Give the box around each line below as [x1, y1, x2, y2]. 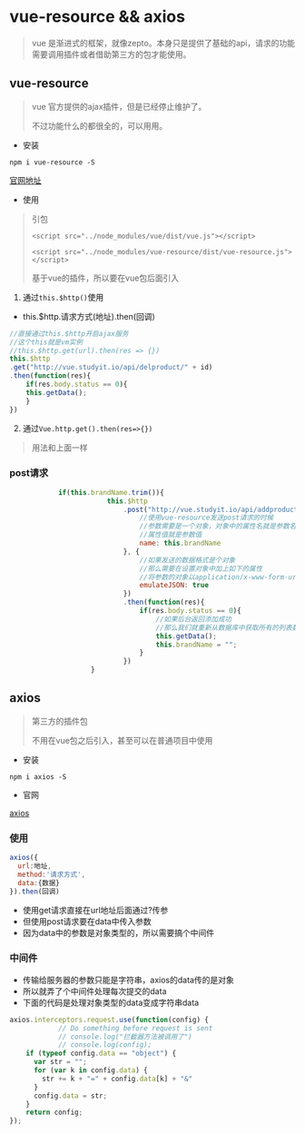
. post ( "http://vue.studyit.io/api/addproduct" [123, 505, 302, 514]
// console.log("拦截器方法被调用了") [57, 1032, 192, 1041]
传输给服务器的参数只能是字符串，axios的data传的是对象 [22, 974, 234, 985]
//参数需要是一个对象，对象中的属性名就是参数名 [139, 522, 297, 531]
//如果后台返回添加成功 [155, 615, 231, 624]
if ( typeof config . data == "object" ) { [25, 1049, 177, 1059]
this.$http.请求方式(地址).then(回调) [22, 311, 156, 321]
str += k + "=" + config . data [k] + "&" [42, 1074, 193, 1083]
